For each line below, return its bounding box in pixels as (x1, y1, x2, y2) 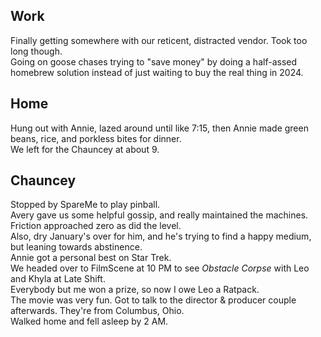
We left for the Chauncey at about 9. (10, 143, 160, 155)
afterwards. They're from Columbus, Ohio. (10, 305, 185, 317)
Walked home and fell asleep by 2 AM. (10, 315, 169, 328)
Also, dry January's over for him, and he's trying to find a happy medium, (10, 230, 312, 243)
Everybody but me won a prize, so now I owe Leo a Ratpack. (10, 284, 260, 296)
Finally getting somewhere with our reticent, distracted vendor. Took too (10, 34, 308, 46)
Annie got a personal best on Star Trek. (10, 252, 172, 264)
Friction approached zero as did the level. (10, 220, 182, 232)
